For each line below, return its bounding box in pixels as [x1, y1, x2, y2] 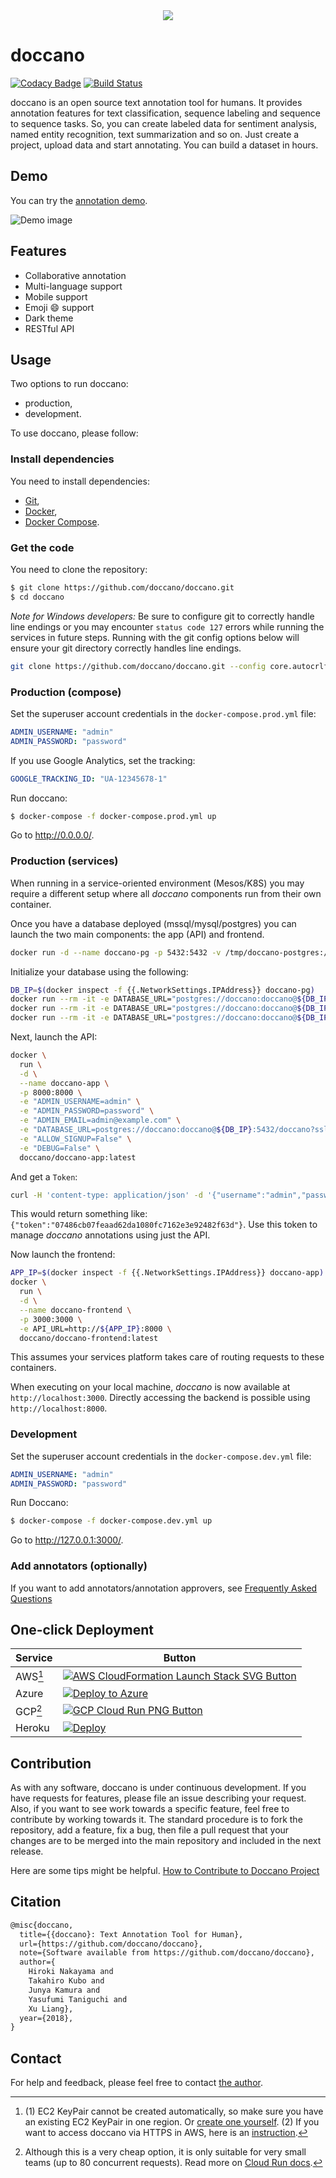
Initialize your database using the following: [10, 965, 189, 978]
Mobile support [24, 290, 88, 303]
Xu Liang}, [28, 2004, 74, 2014]
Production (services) [10, 854, 119, 868]
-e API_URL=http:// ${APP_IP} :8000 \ [19, 1324, 172, 1334]
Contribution [10, 1755, 92, 1772]
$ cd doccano [10, 592, 65, 602]
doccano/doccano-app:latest [19, 1152, 137, 1163]
